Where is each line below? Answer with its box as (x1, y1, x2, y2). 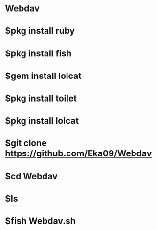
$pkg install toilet (5, 93, 77, 103)
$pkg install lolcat (5, 115, 79, 127)
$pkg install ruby (5, 26, 75, 37)
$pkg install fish (5, 48, 72, 59)
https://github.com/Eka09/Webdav (5, 148, 152, 159)
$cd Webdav (5, 170, 58, 181)
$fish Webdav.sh (5, 215, 76, 226)
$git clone (5, 138, 47, 149)
